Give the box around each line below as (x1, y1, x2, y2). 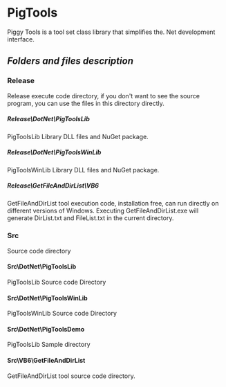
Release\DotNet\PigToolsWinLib (7, 148, 102, 156)
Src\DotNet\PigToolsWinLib (7, 294, 88, 302)
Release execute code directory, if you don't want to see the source (7, 91, 200, 100)
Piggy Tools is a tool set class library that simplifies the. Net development (7, 28, 216, 36)
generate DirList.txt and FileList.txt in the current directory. (7, 213, 174, 222)
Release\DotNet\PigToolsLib (7, 115, 90, 123)
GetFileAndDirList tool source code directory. (7, 372, 136, 380)
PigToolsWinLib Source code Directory (7, 309, 117, 318)
